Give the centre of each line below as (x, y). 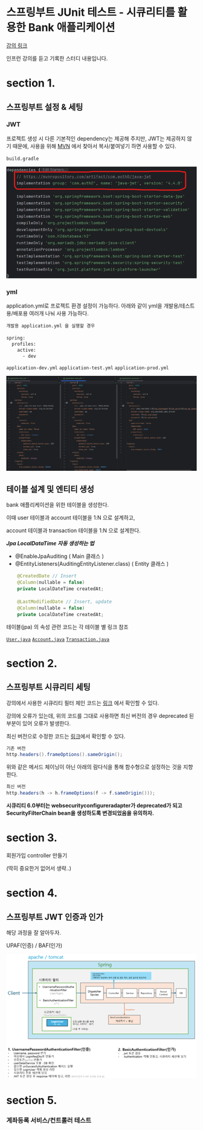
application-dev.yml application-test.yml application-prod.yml (88, 368)
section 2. (32, 663)
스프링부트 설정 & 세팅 (45, 107)
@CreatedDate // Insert (47, 576)
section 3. (32, 838)
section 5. (32, 1101)
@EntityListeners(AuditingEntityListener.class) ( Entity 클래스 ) (92, 564)
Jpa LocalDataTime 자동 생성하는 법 (50, 544)
